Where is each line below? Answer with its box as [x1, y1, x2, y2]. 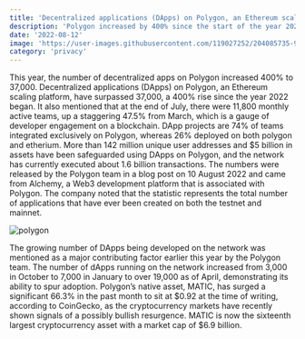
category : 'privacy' [9, 47, 88, 56]
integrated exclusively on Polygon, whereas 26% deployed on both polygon [9, 130, 292, 141]
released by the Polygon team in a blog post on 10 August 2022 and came [9, 169, 286, 180]
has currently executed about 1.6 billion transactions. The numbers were [9, 159, 280, 170]
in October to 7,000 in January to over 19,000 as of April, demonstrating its [9, 272, 289, 283]
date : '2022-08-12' [9, 30, 84, 39]
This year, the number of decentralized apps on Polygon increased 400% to [9, 72, 293, 83]
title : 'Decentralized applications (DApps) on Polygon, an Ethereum [9, 13, 279, 23]
